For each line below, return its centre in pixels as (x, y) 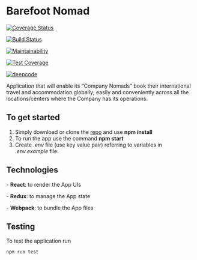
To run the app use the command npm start (69, 138)
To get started (33, 117)
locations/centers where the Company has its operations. (77, 98)
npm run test (23, 252)
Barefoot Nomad (48, 11)
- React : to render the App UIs (44, 184)
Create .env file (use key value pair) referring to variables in (88, 145)
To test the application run (38, 241)
